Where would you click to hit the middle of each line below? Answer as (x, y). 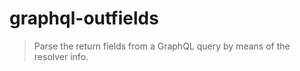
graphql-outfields (84, 18)
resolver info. (61, 56)
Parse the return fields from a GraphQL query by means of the (162, 46)
